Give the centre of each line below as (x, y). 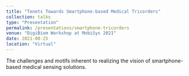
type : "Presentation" (32, 22)
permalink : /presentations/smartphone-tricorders (68, 28)
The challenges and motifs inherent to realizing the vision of (78, 61)
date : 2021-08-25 (27, 39)
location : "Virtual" (31, 44)
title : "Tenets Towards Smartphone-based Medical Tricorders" (83, 11)
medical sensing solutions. (54, 67)
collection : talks (28, 17)
